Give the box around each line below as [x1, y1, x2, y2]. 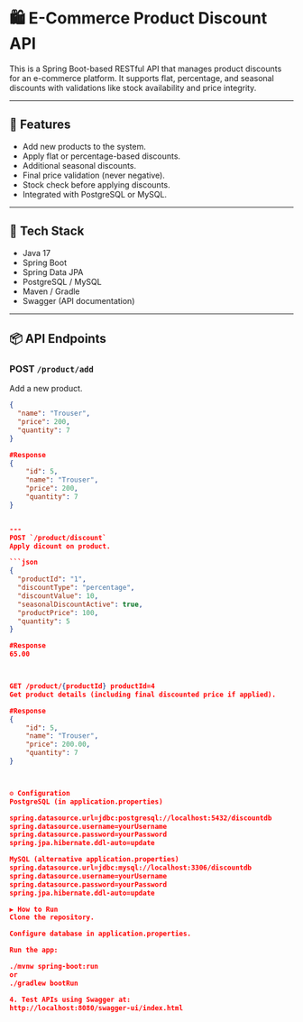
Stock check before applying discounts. [22, 179, 171, 190]
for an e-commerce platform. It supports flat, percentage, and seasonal [9, 72, 275, 83]
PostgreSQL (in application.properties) [9, 796, 164, 806]
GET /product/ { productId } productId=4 [9, 682, 155, 691]
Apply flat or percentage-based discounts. [22, 151, 181, 161]
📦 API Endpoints [9, 331, 106, 346]
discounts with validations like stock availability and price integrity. [9, 82, 257, 93]
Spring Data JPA [22, 266, 84, 277]
